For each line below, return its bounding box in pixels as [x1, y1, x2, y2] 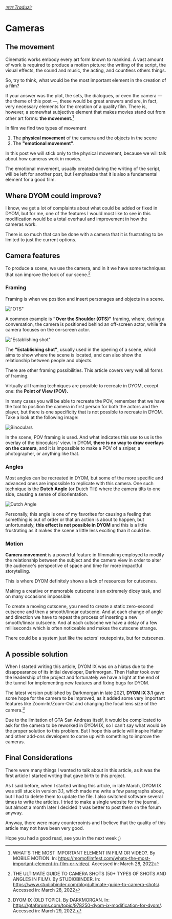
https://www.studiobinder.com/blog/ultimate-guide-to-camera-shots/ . [12, 881, 161, 887]
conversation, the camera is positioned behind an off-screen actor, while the [5, 321, 166, 327]
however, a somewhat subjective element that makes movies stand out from [5, 109, 165, 115]
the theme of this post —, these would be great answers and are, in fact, [5, 98, 158, 104]
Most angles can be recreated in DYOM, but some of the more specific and [5, 475, 164, 481]
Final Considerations [5, 754, 73, 762]
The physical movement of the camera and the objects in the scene [12, 135, 157, 141]
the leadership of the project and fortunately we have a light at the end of [5, 674, 160, 681]
